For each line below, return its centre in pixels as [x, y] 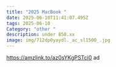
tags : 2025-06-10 [28, 23]
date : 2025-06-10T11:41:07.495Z [47, 18]
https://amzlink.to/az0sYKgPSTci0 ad [53, 58]
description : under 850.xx [41, 35]
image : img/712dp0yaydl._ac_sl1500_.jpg [59, 40]
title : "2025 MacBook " [37, 12]
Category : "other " [31, 29]
